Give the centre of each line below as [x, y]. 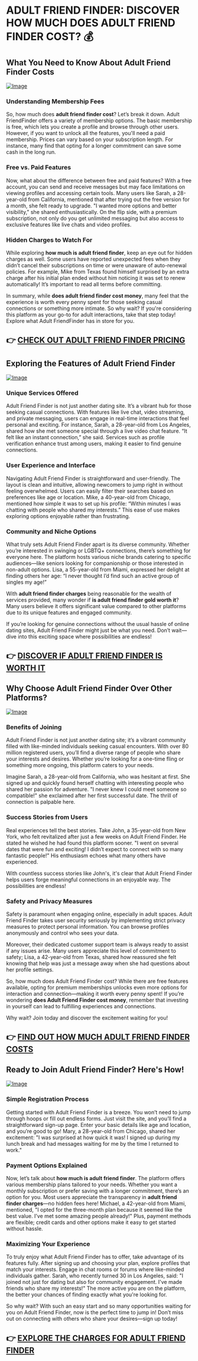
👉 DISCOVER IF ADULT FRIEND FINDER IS [85, 656]
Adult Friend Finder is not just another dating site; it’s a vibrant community [96, 740]
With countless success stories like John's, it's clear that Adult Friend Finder [99, 873]
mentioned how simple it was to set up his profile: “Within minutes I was [94, 503]
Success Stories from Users [47, 817]
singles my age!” [27, 582]
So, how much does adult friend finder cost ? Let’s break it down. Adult [93, 114]
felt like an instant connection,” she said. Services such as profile [85, 437]
